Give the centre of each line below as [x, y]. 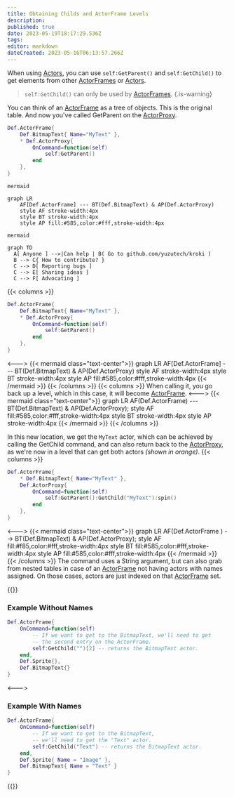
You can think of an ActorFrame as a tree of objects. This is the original [110, 107]
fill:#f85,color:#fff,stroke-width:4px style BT [70, 546]
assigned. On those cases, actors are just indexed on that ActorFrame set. [114, 576]
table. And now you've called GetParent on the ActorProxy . [92, 115]
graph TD [20, 248]
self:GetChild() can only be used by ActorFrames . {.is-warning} [118, 94]
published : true [31, 27]
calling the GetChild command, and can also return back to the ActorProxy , [116, 444]
